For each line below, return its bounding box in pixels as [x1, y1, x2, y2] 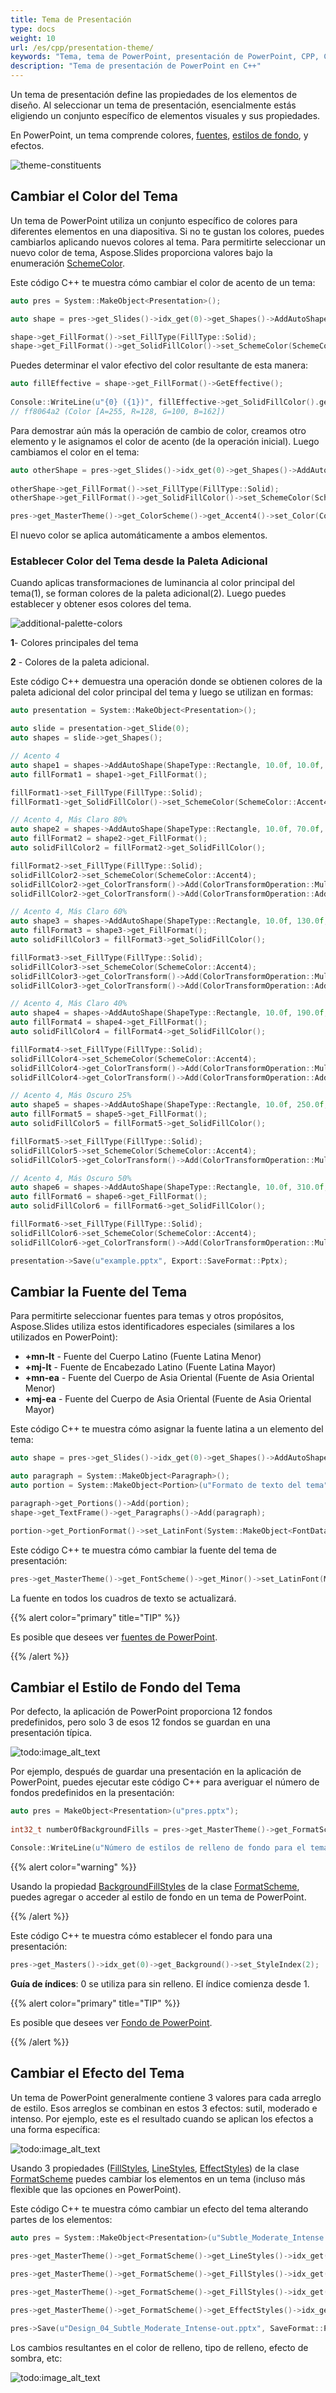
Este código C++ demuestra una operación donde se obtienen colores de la [10, 676, 323, 688]
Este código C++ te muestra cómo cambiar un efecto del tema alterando [10, 2202, 309, 2215]
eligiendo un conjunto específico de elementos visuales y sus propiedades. [10, 110, 321, 121]
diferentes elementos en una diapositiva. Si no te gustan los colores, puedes [10, 225, 325, 237]
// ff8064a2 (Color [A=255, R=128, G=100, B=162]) [10, 406, 226, 416]
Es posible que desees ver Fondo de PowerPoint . [10, 2016, 213, 2028]
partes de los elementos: [10, 2213, 113, 2225]
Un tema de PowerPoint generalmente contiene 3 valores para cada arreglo [10, 2091, 322, 2103]
